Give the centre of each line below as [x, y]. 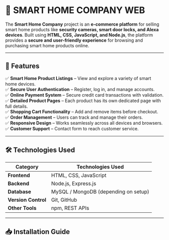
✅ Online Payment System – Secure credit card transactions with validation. [84, 95]
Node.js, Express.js [74, 183]
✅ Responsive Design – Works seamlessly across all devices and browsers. [84, 123]
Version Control [27, 200]
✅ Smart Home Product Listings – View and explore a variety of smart [78, 78]
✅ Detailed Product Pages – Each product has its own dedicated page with [83, 101]
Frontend [19, 175]
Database [20, 192]
